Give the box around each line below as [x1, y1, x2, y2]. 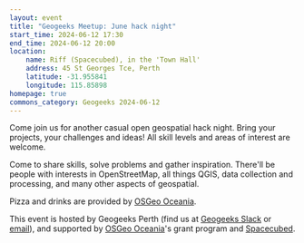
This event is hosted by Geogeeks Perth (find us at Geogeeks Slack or [9, 214, 272, 225]
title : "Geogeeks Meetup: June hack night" [9, 22, 177, 31]
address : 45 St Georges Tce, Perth [25, 64, 161, 73]
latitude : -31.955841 [25, 73, 107, 82]
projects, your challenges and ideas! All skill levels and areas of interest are [9, 132, 290, 143]
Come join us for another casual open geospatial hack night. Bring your [9, 122, 276, 133]
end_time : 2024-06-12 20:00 [9, 38, 116, 48]
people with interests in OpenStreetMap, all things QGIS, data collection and [9, 169, 293, 180]
